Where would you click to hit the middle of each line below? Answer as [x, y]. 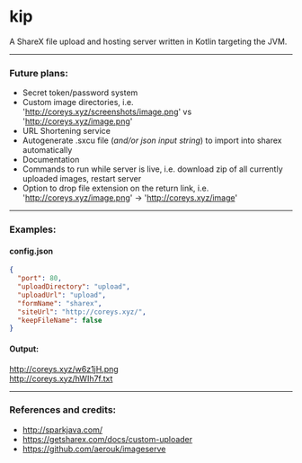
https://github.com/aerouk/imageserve [94, 449]
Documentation [51, 160]
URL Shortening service [66, 131]
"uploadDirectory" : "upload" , [74, 287]
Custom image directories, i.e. [78, 102]
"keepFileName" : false [60, 320]
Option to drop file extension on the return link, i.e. [115, 188]
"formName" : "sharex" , [60, 303]
